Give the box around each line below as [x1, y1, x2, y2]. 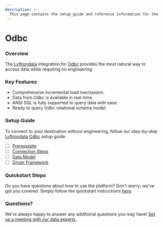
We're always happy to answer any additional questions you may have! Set [5, 211, 155, 217]
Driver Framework [12, 159, 49, 165]
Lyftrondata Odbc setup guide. [5, 133, 67, 139]
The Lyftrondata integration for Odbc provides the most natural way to [5, 61, 146, 67]
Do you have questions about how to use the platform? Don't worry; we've [5, 183, 155, 189]
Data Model [12, 154, 36, 160]
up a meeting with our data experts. [5, 216, 77, 222]
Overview [5, 50, 29, 57]
